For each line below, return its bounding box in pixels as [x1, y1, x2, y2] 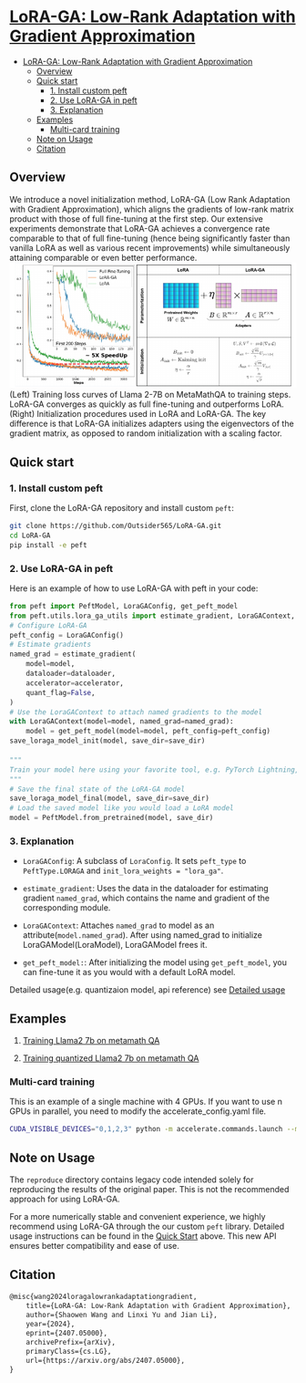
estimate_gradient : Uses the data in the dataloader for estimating [22, 883, 269, 894]
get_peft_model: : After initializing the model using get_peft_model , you [22, 957, 287, 968]
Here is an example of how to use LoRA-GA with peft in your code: [9, 582, 259, 594]
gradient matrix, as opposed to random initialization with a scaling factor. [9, 428, 282, 439]
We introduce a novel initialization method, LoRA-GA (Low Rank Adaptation [9, 193, 291, 204]
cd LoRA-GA [9, 531, 51, 540]
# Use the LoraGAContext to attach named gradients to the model [9, 707, 262, 717]
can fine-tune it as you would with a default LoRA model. [22, 967, 236, 978]
